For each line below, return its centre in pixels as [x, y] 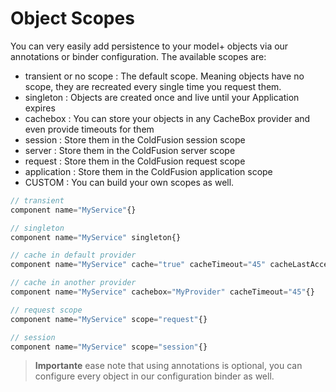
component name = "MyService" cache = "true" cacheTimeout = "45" [138, 265]
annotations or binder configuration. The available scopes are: [138, 56]
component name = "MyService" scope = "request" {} [109, 319]
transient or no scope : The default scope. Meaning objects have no [164, 76]
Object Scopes [72, 18]
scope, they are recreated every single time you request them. [153, 86]
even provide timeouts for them [89, 129]
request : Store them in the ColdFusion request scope [135, 161]
